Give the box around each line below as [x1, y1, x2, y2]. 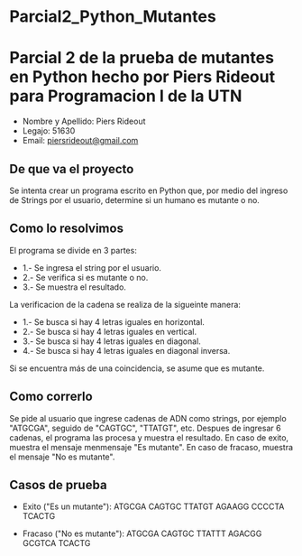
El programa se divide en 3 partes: [9, 245, 137, 255]
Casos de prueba [9, 477, 107, 493]
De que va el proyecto [9, 161, 134, 177]
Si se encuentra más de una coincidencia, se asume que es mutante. [9, 363, 265, 374]
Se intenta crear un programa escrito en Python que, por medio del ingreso [9, 185, 288, 196]
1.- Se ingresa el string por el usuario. [22, 262, 162, 273]
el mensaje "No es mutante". [9, 451, 115, 462]
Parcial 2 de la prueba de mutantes [9, 48, 275, 69]
